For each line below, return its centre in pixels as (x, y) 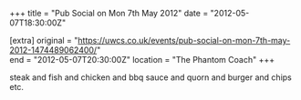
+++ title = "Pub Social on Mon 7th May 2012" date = (109, 13)
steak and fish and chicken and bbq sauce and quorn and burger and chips (150, 77)
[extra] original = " (44, 40)
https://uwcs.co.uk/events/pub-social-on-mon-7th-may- (184, 40)
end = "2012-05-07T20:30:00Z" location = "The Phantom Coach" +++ (142, 60)
